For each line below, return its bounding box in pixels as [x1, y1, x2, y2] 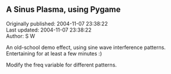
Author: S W [6, 32, 36, 40]
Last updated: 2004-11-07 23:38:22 [6, 26, 92, 33]
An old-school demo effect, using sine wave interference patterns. [6, 44, 166, 51]
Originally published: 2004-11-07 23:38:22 [6, 20, 108, 27]
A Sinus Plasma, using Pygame [6, 5, 121, 15]
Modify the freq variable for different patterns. [6, 61, 117, 68]
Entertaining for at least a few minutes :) [6, 50, 102, 57]
